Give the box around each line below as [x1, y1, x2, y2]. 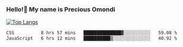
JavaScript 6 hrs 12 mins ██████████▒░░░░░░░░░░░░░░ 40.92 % [6, 35, 178, 42]
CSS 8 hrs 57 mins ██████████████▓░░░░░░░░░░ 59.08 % [6, 30, 178, 36]
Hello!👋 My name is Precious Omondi [6, 5, 116, 14]
